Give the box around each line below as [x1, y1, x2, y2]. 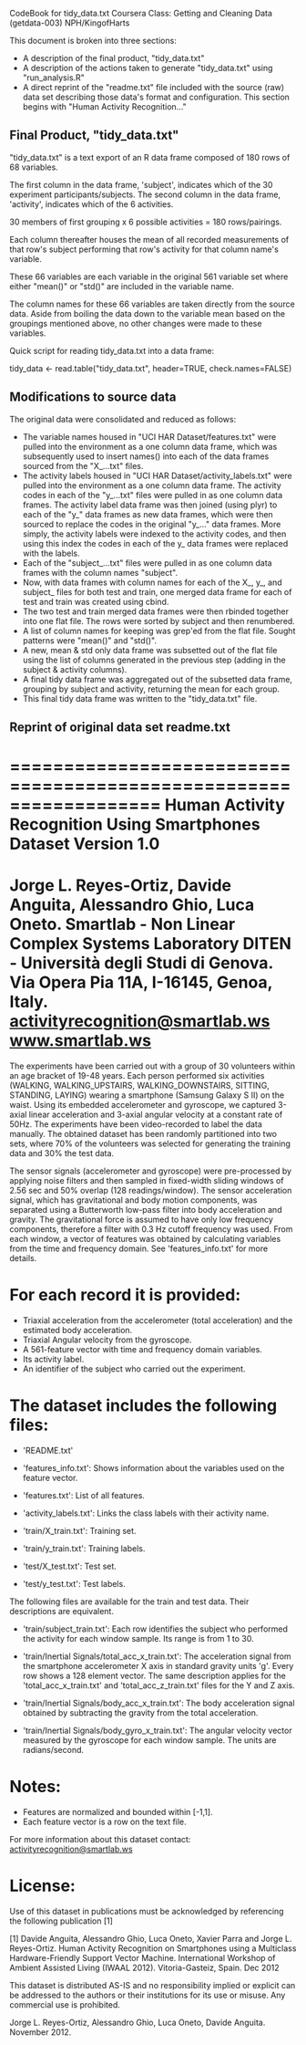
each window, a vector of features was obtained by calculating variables [9, 1234, 281, 1245]
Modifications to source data [9, 390, 177, 405]
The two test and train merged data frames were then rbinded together [22, 606, 290, 617]
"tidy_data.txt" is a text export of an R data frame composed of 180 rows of [9, 151, 291, 162]
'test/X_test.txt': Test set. [22, 1560, 117, 1572]
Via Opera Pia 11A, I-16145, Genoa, [9, 972, 273, 993]
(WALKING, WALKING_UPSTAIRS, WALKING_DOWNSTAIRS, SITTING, [9, 1080, 270, 1091]
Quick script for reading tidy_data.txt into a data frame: [9, 345, 215, 356]
